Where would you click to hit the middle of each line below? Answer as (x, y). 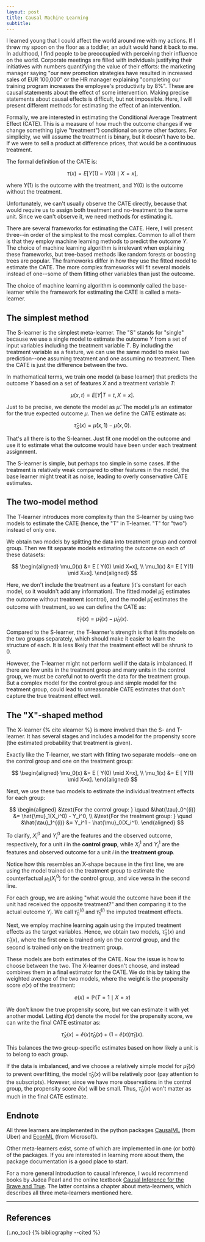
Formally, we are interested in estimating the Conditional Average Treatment (102, 117)
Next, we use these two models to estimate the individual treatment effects (100, 791)
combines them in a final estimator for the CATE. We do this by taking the (98, 972)
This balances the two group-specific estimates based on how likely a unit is (103, 1048)
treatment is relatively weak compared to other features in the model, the (98, 470)
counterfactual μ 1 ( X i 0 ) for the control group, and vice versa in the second (98, 878)
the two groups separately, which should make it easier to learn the (91, 639)
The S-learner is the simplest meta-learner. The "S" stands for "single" (95, 333)
